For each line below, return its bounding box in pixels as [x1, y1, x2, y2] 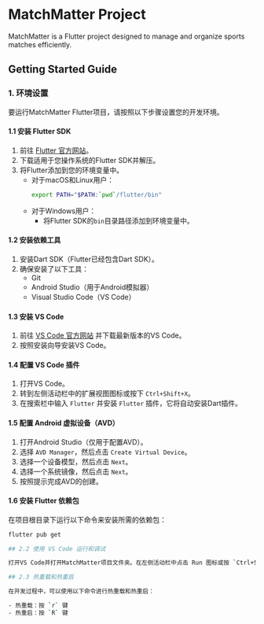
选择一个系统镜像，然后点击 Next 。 [19, 467, 133, 476]
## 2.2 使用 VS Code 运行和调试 [8, 545, 106, 552]
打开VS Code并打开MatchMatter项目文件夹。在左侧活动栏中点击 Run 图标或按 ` [8, 559, 237, 567]
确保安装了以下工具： [19, 264, 89, 273]
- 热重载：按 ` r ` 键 [8, 602, 68, 610]
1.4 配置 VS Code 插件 [8, 360, 80, 369]
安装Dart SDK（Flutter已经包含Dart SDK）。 [19, 254, 159, 264]
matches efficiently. [8, 39, 72, 49]
